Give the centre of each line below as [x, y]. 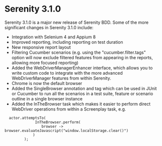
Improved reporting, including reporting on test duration [67, 42]
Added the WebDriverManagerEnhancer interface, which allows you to [82, 68]
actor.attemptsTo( [28, 118]
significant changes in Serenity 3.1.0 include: [49, 27]
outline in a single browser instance [47, 98]
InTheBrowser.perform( [58, 122]
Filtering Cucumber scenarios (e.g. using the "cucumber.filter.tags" [79, 52]
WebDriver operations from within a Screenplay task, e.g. [69, 109]
